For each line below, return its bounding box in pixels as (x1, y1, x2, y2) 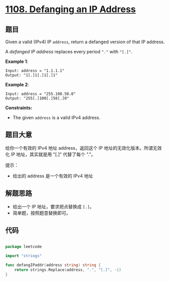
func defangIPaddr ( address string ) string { (5, 263, 101, 268)
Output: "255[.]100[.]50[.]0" (5, 96, 70, 101)
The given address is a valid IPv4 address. (12, 115, 100, 120)
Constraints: (5, 105, 32, 111)
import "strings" (5, 254, 42, 259)
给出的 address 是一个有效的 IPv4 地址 (12, 172, 93, 179)
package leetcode (5, 244, 42, 250)
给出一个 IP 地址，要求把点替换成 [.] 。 (12, 203, 94, 209)
